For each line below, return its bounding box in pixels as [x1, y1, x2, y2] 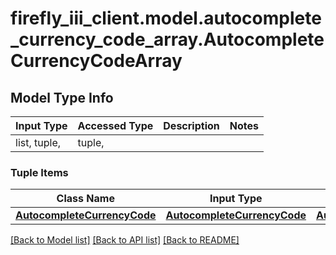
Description [163, 119, 220, 132]
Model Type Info [10, 89, 114, 106]
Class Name [56, 192, 115, 206]
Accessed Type [77, 119, 154, 132]
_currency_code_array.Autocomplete [10, 28, 325, 51]
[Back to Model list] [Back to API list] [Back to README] [10, 234, 240, 246]
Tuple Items [10, 165, 69, 179]
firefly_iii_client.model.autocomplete [10, 7, 322, 30]
